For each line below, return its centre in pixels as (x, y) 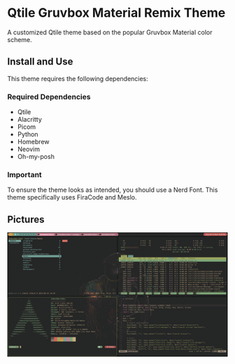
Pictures (26, 219)
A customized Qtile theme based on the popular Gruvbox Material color (110, 32)
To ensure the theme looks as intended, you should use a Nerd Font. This (113, 190)
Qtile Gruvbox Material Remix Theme (116, 13)
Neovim (29, 149)
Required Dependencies (49, 97)
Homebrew (33, 142)
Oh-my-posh (36, 157)
